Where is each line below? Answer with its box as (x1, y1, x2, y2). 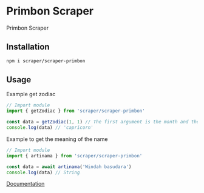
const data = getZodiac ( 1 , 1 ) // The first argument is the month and (6, 119, 189, 125)
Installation (6, 42, 50, 52)
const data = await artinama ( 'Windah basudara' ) (6, 163, 132, 170)
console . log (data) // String (6, 169, 80, 175)
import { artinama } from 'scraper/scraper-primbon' (6, 152, 143, 159)
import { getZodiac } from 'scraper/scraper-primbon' (6, 108, 146, 114)
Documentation (6, 180, 45, 188)
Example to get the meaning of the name (6, 135, 108, 143)
